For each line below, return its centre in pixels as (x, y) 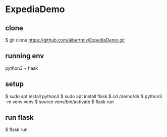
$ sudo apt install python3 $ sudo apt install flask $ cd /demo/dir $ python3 (84, 96)
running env (25, 56)
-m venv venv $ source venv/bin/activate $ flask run (60, 102)
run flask (19, 118)
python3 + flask (22, 68)
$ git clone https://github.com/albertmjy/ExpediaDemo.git (65, 40)
